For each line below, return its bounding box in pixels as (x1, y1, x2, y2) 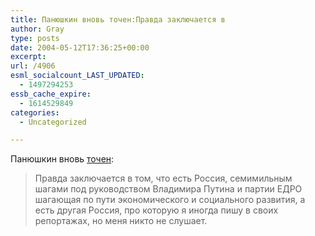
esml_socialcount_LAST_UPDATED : (10, 71, 145, 81)
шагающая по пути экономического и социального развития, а (34, 194, 306, 206)
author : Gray (10, 24, 65, 34)
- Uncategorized (19, 117, 87, 127)
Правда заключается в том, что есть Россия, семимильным (34, 172, 293, 185)
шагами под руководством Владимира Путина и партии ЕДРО (34, 183, 303, 195)
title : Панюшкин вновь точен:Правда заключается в (10, 14, 226, 25)
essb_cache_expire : (10, 89, 92, 99)
